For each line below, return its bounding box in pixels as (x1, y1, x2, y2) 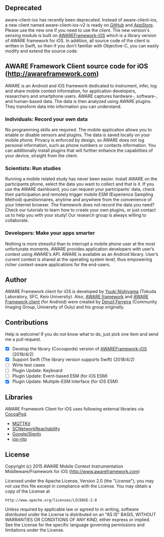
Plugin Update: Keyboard (12, 368, 62, 373)
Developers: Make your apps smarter (5, 229, 95, 236)
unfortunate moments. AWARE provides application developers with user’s (5, 246, 155, 252)
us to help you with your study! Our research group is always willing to (5, 212, 146, 218)
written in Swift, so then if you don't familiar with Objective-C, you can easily (5, 42, 159, 48)
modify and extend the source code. (5, 48, 78, 54)
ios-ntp (12, 436, 27, 442)
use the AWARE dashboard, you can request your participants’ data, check (5, 186, 155, 192)
